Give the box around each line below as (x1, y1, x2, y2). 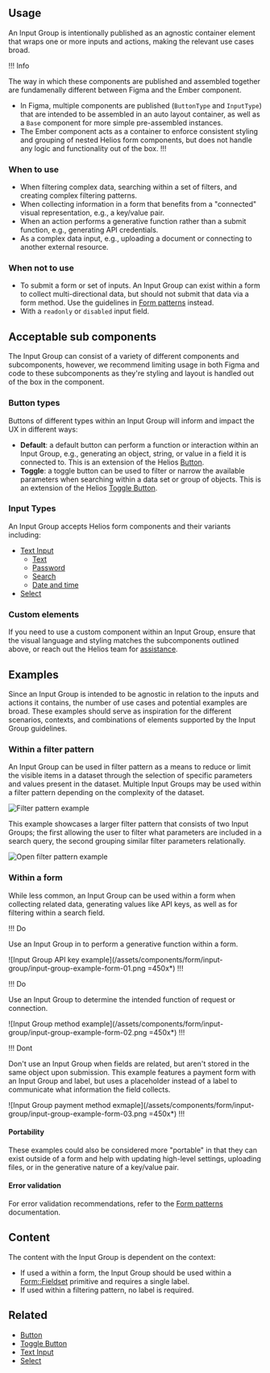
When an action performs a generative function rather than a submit (19, 217, 247, 226)
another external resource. (19, 242, 109, 252)
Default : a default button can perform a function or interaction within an (19, 440, 260, 449)
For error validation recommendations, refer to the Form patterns (8, 1198, 223, 1208)
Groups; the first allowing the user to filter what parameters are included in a (8, 828, 262, 837)
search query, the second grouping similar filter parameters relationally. (8, 836, 246, 846)
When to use (8, 163, 59, 175)
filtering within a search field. (8, 908, 106, 917)
